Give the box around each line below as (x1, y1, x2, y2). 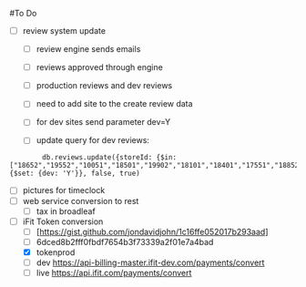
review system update (22, 26, 107, 36)
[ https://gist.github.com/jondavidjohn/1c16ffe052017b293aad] (36, 226, 269, 237)
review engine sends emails (36, 44, 141, 55)
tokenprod (36, 246, 76, 258)
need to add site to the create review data (36, 98, 193, 109)
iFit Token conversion (22, 216, 104, 227)
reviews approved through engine (36, 62, 164, 73)
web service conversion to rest (22, 195, 139, 206)
